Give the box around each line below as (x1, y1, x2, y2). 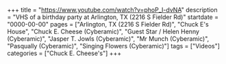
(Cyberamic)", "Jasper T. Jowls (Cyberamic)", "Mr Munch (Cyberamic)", (7, 35, 210, 43)
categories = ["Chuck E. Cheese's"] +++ (7, 49, 122, 57)
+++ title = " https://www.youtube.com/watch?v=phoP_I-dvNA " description (7, 6, 218, 14)
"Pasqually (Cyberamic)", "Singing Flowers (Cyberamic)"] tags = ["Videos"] (7, 42, 221, 50)
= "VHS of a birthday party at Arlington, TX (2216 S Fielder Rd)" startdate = (7, 13, 219, 21)
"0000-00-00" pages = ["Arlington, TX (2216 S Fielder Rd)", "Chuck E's (7, 20, 209, 28)
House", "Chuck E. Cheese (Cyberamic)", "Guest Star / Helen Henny (7, 27, 200, 35)
